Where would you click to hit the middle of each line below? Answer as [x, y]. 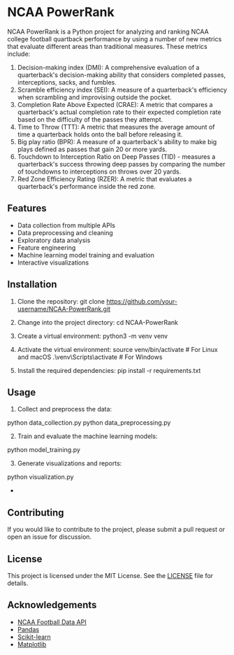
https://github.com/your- [142, 301]
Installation [32, 284]
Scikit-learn [34, 637]
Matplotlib [32, 644]
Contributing [36, 513]
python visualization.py [41, 477]
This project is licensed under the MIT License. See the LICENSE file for [110, 576]
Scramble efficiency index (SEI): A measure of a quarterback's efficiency [122, 90]
